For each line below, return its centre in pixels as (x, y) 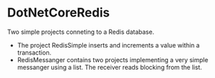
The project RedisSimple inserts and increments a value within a (109, 45)
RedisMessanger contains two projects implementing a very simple (113, 59)
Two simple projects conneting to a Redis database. (81, 32)
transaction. (34, 52)
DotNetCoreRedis (58, 13)
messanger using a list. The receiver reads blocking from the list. (110, 67)
